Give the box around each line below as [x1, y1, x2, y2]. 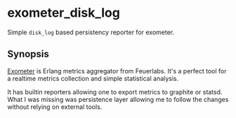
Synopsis [7, 48, 49, 60]
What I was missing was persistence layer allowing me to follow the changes [7, 95, 229, 103]
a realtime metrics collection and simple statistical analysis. [7, 74, 179, 82]
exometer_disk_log [7, 5, 121, 21]
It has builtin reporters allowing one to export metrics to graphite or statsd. [7, 87, 223, 96]
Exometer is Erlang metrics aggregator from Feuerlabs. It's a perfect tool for [7, 66, 227, 75]
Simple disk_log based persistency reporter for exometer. [7, 28, 175, 36]
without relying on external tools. [7, 103, 103, 111]
